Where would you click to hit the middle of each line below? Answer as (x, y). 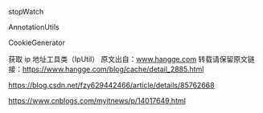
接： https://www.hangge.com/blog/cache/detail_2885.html (106, 69)
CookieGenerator (37, 42)
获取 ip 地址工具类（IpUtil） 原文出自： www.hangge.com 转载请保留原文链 (131, 59)
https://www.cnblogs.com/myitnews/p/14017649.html (97, 101)
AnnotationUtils (34, 27)
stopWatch (26, 12)
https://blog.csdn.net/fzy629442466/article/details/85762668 (111, 85)
